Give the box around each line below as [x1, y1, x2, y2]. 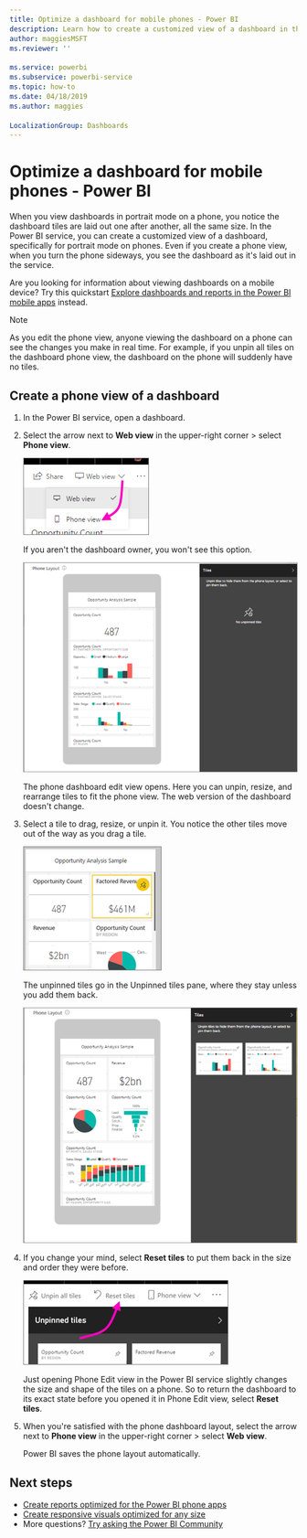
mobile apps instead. [9, 297, 89, 308]
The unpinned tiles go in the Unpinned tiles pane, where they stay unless [22, 979, 297, 991]
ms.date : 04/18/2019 [9, 91, 89, 101]
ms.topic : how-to [9, 82, 76, 91]
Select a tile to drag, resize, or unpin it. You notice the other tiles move [22, 818, 288, 829]
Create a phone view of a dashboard [9, 388, 220, 403]
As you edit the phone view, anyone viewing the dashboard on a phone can [9, 332, 292, 343]
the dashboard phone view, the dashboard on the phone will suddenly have [9, 352, 293, 363]
